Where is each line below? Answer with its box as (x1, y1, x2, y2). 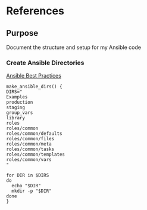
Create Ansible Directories (6, 58, 85, 67)
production (6, 100, 33, 106)
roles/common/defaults (6, 131, 62, 137)
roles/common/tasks (6, 146, 55, 153)
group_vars (6, 110, 33, 116)
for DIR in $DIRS (6, 172, 49, 178)
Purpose (6, 28, 39, 38)
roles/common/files (6, 136, 55, 142)
